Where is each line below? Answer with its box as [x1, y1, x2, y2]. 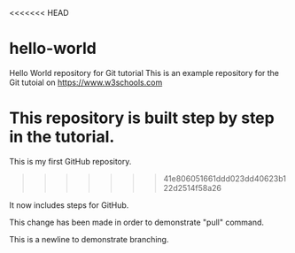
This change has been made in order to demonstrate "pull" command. [9, 217, 264, 227]
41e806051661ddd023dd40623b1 [163, 172, 286, 184]
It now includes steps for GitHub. [9, 199, 129, 211]
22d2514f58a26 [163, 182, 222, 193]
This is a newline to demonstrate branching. [9, 234, 169, 244]
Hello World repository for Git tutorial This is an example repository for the [9, 67, 280, 78]
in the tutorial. [9, 127, 115, 147]
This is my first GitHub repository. [9, 156, 132, 166]
